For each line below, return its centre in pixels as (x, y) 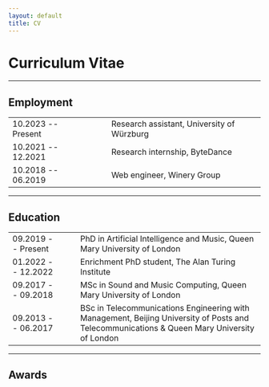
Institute (95, 272)
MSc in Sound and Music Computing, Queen (163, 285)
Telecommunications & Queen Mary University (167, 328)
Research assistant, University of (173, 124)
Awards (28, 375)
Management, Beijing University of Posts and (165, 318)
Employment (41, 102)
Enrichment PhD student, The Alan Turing (158, 262)
